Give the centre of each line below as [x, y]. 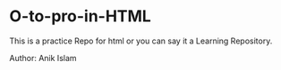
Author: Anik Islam [43, 58]
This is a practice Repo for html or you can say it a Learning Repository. [141, 41]
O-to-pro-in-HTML [81, 16]
